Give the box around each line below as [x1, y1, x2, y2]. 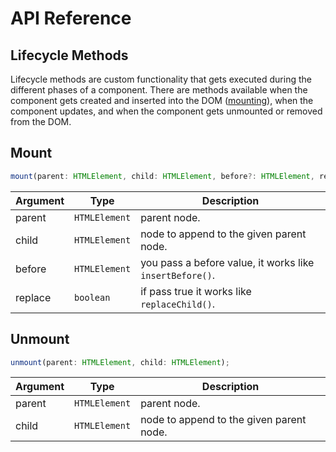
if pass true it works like [140, 284, 252, 298]
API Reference [10, 7, 132, 30]
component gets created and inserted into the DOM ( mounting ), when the [10, 95, 314, 106]
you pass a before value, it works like [140, 255, 315, 269]
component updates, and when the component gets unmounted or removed [10, 105, 323, 117]
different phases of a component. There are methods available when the [10, 84, 308, 96]
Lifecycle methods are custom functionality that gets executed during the [10, 73, 312, 85]
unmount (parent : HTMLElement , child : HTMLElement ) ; [10, 357, 230, 367]
